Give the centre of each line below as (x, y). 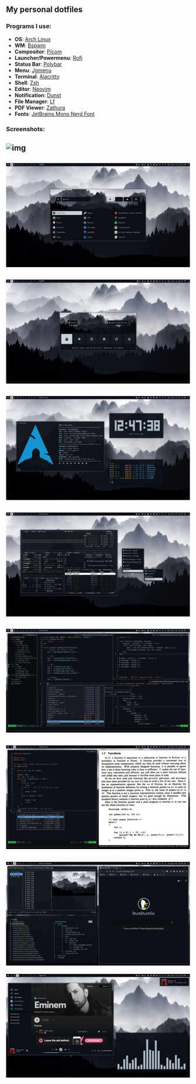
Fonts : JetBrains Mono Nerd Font (55, 114)
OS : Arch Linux (33, 39)
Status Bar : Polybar (38, 64)
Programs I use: (29, 26)
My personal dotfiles (44, 10)
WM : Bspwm (30, 45)
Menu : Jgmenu (33, 70)
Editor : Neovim (33, 89)
